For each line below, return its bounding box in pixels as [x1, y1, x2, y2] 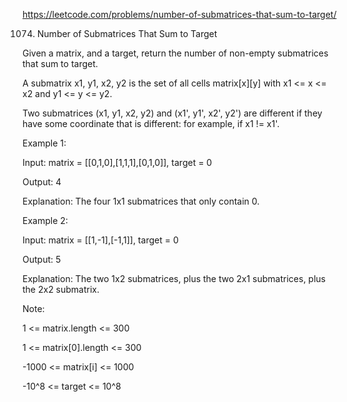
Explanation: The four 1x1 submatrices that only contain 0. [22, 195, 260, 207]
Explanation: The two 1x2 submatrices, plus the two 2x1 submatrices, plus [22, 273, 326, 284]
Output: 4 [22, 176, 62, 188]
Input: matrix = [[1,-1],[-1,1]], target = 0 [22, 234, 179, 246]
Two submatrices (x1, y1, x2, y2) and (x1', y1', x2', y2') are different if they [22, 107, 323, 119]
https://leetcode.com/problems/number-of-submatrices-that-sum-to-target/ [22, 9, 337, 20]
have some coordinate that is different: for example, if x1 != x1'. [22, 118, 280, 129]
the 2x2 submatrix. [22, 284, 100, 295]
